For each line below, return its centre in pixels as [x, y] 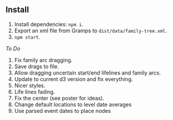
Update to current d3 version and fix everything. [74, 79]
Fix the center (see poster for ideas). [59, 98]
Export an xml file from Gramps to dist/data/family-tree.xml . [91, 30]
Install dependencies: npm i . [49, 24]
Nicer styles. [30, 85]
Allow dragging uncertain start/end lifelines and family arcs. [88, 73]
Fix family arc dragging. [43, 60]
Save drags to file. [36, 66]
